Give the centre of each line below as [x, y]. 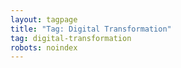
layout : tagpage [44, 19]
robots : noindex [44, 47]
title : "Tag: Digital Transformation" [91, 29]
